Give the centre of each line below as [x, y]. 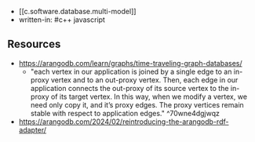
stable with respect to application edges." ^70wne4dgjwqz [125, 113]
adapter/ [33, 129]
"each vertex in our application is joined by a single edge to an [131, 71]
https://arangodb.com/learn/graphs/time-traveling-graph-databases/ [130, 63]
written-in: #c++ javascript [62, 20]
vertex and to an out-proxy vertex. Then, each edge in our [144, 80]
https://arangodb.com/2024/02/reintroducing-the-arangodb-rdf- [124, 122]
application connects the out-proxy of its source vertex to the [129, 88]
